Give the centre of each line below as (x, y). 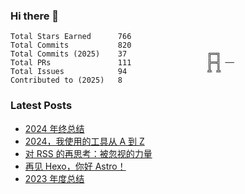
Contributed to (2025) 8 (66, 80)
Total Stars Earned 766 (71, 37)
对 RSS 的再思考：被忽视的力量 (88, 153)
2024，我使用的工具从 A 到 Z (84, 141)
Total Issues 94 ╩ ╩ (116, 72)
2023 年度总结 (54, 178)
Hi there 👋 (35, 16)
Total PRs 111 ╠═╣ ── (122, 63)
